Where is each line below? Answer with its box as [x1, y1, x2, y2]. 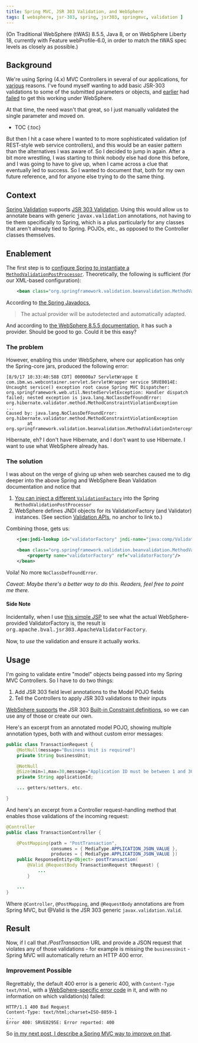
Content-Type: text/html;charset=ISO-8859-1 [6, 1009, 117, 1015]
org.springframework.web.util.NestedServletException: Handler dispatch [6, 390, 189, 396]
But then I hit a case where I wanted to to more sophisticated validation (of [6, 135, 187, 143]
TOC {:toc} [14, 124, 41, 131]
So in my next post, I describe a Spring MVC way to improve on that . [6, 1030, 172, 1037]
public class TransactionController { [6, 829, 101, 835]
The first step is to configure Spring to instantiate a [6, 264, 130, 271]
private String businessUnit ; [16, 753, 91, 758]
